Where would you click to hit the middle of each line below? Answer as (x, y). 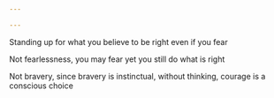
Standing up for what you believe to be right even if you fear (118, 41)
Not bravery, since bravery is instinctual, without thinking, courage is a (137, 76)
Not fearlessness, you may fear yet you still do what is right (117, 59)
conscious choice (41, 86)
